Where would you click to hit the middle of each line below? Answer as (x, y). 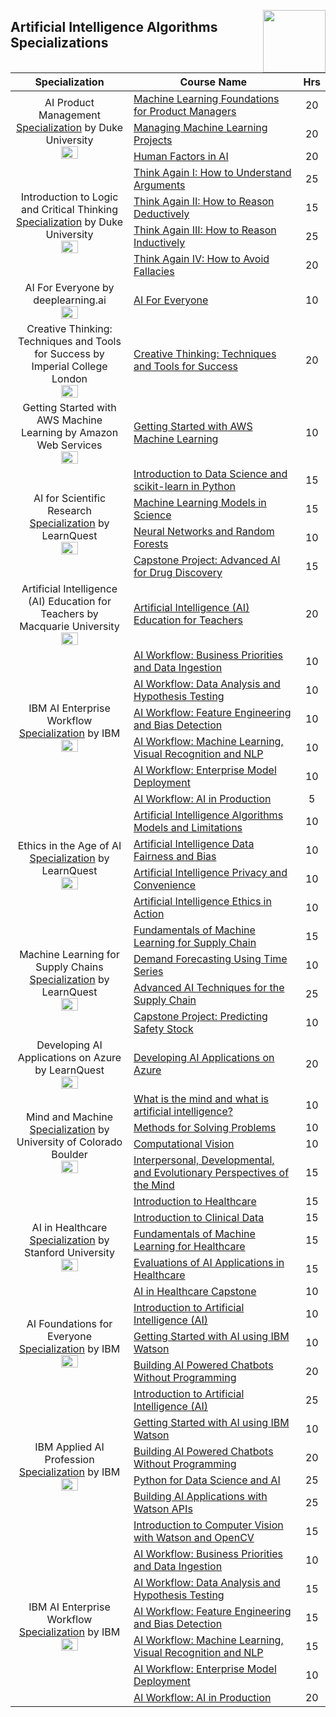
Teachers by (69, 613)
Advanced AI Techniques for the (209, 987)
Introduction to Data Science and (210, 473)
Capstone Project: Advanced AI (207, 560)
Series (148, 971)
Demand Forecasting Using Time (210, 958)
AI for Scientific (70, 498)
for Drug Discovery (178, 572)
